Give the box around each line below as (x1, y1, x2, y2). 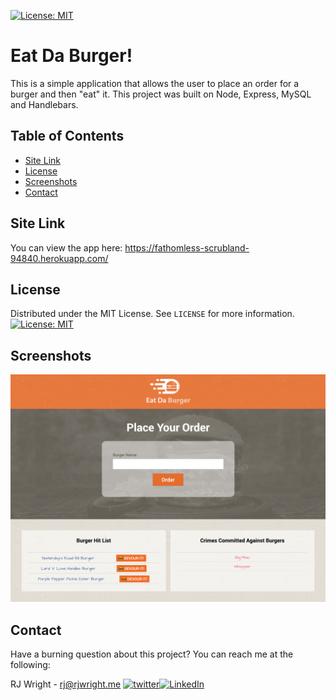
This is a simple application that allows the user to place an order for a (10, 77, 300, 89)
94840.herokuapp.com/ (10, 252, 109, 264)
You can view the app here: (10, 241, 123, 254)
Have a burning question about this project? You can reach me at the (10, 648, 294, 660)
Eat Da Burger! (10, 45, 133, 67)
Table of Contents (10, 128, 125, 145)
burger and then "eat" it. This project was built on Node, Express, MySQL (10, 88, 312, 100)
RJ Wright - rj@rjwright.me (10, 678, 122, 690)
